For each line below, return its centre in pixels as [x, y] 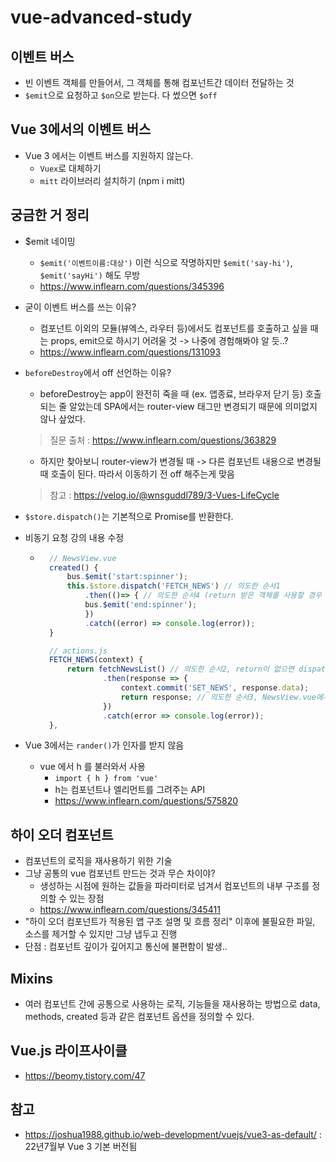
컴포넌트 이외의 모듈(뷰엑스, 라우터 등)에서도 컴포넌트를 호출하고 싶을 [173, 328]
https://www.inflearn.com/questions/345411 [130, 910]
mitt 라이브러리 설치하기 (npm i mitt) [112, 180]
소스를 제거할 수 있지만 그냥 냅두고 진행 [101, 934]
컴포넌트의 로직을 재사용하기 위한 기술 [98, 861]
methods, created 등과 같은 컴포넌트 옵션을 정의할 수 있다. [139, 1016]
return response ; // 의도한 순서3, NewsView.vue [218, 697]
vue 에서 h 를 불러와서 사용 [92, 767]
